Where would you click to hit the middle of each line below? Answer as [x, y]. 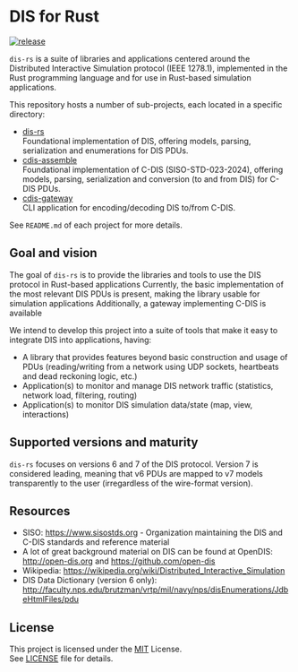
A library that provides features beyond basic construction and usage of [155, 357]
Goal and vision [53, 253]
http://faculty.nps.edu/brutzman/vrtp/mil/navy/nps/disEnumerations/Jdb [155, 590]
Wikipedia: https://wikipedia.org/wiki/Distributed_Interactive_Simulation [153, 571]
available [26, 313]
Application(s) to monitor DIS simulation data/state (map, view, [137, 404]
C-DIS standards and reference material [96, 542]
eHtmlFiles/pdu [50, 599]
